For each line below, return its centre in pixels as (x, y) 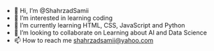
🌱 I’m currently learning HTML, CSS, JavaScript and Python (99, 25)
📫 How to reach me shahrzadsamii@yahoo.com (84, 40)
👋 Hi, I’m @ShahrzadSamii (51, 11)
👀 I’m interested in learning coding (63, 18)
